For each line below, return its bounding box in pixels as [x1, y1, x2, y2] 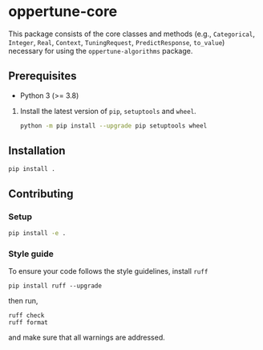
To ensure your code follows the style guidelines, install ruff [8, 267, 208, 276]
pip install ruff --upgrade [8, 282, 103, 291]
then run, [8, 296, 38, 306]
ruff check [8, 311, 45, 319]
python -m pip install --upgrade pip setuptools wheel [19, 121, 208, 130]
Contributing [8, 187, 74, 201]
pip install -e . [8, 230, 67, 238]
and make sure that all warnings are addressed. [8, 332, 166, 343]
